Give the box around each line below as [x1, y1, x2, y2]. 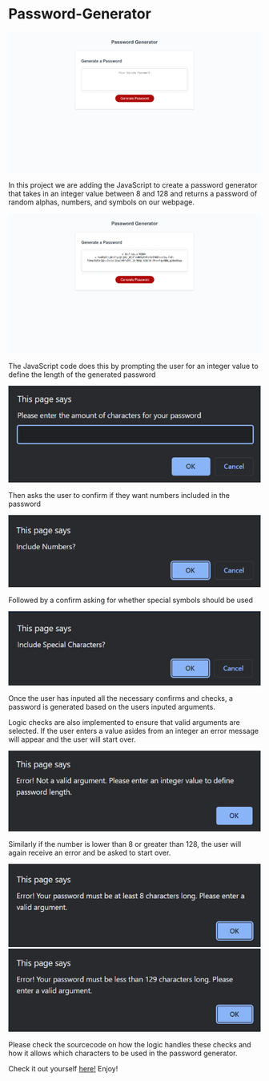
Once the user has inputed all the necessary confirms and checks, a [8, 693, 234, 702]
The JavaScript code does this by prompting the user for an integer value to [8, 362, 259, 371]
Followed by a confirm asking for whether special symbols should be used [8, 595, 254, 605]
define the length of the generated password [8, 370, 156, 379]
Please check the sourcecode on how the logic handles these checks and [8, 1040, 251, 1050]
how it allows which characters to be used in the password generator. [8, 1048, 238, 1059]
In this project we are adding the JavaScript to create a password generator [8, 180, 258, 189]
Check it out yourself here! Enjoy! [8, 1064, 118, 1074]
